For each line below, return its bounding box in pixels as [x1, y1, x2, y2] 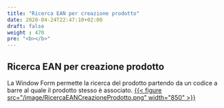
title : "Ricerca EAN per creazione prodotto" [7, 10, 139, 17]
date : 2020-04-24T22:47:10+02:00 [7, 16, 103, 23]
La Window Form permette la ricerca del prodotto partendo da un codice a [7, 79, 218, 87]
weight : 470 [7, 29, 45, 36]
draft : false [7, 23, 45, 29]
